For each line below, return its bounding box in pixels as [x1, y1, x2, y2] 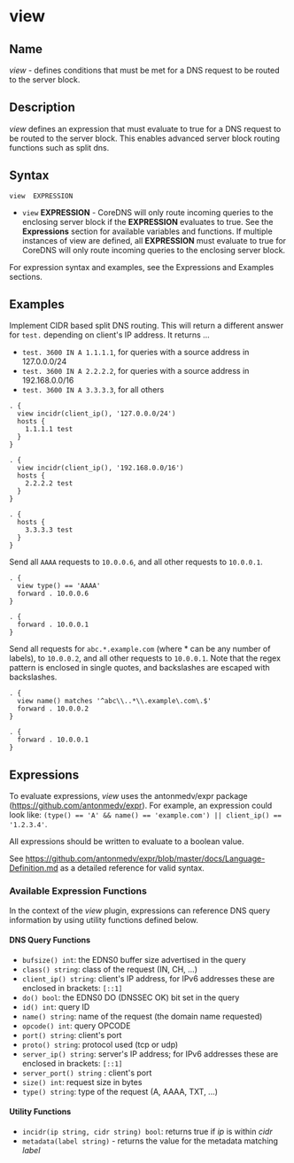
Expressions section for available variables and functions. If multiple [21, 226, 273, 236]
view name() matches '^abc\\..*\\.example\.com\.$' [17, 697, 213, 706]
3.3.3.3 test [25, 525, 73, 535]
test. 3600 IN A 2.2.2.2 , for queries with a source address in [21, 366, 250, 376]
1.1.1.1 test [25, 425, 73, 434]
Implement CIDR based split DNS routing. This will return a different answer [9, 321, 284, 331]
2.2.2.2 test [25, 479, 73, 488]
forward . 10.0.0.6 [17, 589, 89, 599]
